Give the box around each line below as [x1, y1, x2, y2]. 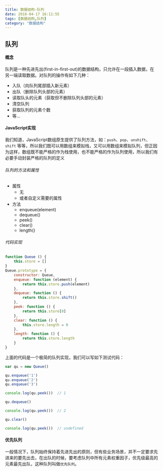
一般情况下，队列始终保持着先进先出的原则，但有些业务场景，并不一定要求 [5, 449, 154, 454]
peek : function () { [14, 305, 55, 309]
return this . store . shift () [22, 295, 77, 300]
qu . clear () [5, 417, 27, 422]
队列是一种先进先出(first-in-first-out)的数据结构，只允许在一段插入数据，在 [5, 66, 154, 72]
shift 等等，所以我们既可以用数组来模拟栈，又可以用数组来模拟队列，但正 [5, 143, 153, 149]
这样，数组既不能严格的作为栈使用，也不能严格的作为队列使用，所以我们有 [9, 149, 158, 155]
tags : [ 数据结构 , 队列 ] [5, 16, 47, 21]
